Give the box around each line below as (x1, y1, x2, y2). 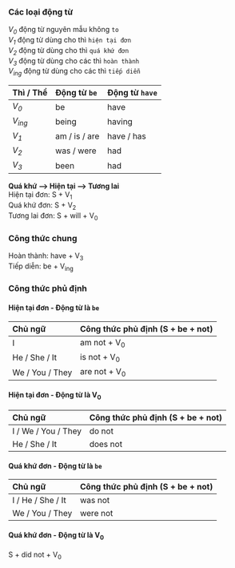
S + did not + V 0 (8, 550, 62, 562)
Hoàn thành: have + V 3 (8, 251, 84, 262)
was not (79, 495, 110, 506)
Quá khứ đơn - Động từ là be (8, 461, 102, 470)
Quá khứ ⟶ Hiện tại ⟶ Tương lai (8, 181, 120, 191)
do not (89, 425, 114, 437)
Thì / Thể (12, 87, 48, 99)
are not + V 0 (79, 366, 126, 379)
